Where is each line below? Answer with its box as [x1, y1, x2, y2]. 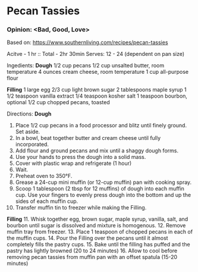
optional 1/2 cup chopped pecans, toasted [7, 99, 111, 106]
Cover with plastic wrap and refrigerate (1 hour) [15, 160, 132, 167]
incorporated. [15, 141, 49, 148]
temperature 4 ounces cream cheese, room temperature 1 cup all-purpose [7, 68, 189, 76]
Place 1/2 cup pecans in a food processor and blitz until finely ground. [15, 122, 187, 129]
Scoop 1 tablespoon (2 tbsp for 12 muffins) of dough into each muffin [15, 185, 185, 192]
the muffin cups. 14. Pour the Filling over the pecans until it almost [7, 235, 168, 242]
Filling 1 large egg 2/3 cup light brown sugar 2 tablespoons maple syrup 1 [7, 86, 187, 93]
